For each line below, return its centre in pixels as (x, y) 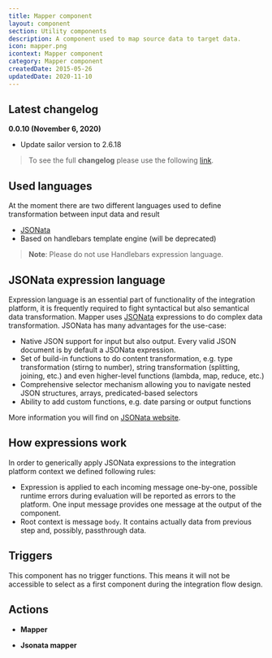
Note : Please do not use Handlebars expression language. (126, 255)
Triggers (30, 556)
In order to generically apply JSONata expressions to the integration (122, 462)
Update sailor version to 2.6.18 (71, 145)
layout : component (39, 24)
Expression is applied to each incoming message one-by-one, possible (139, 487)
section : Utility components (58, 31)
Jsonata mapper (48, 645)
